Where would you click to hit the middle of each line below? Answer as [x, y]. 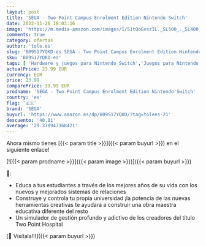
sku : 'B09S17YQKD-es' [34, 58]
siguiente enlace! [28, 150]
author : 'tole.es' [30, 47]
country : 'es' [25, 97]
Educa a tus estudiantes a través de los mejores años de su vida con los [106, 185]
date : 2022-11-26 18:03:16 [41, 23]
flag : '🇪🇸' [21, 103]
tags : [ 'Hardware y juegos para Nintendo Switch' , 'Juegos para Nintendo [103, 63]
